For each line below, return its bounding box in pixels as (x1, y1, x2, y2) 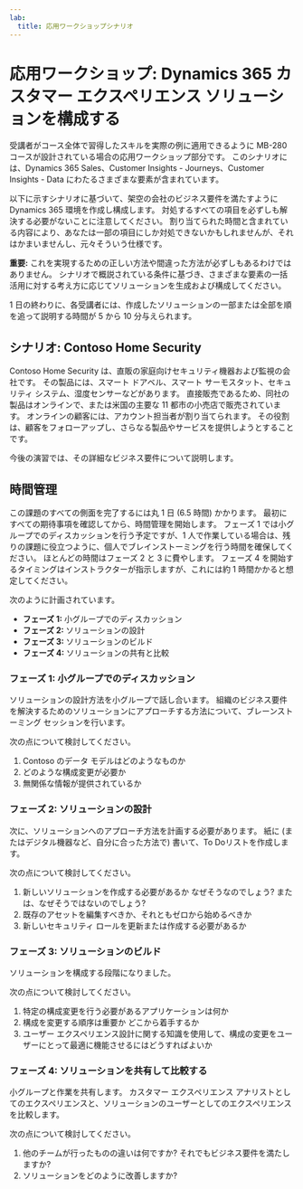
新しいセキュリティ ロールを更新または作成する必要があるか (22, 920, 247, 931)
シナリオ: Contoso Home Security (9, 340, 202, 355)
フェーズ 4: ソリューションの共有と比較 (22, 647, 170, 658)
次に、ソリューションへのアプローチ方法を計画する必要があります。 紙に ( (9, 825, 285, 836)
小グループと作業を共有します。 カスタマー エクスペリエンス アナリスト (9, 1087, 276, 1098)
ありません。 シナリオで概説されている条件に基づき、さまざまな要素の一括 (9, 269, 289, 280)
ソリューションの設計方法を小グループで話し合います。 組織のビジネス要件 (9, 694, 288, 705)
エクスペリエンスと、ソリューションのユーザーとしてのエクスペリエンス (24, 1098, 292, 1109)
